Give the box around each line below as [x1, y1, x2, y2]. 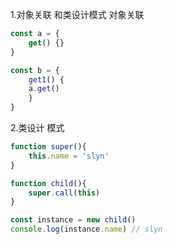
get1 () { [28, 74, 65, 85]
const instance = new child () [10, 215, 137, 225]
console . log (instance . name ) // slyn [10, 224, 163, 235]
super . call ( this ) [28, 188, 101, 198]
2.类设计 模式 [10, 122, 65, 133]
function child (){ [10, 178, 87, 188]
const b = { [10, 65, 60, 75]
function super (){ [10, 142, 87, 152]
